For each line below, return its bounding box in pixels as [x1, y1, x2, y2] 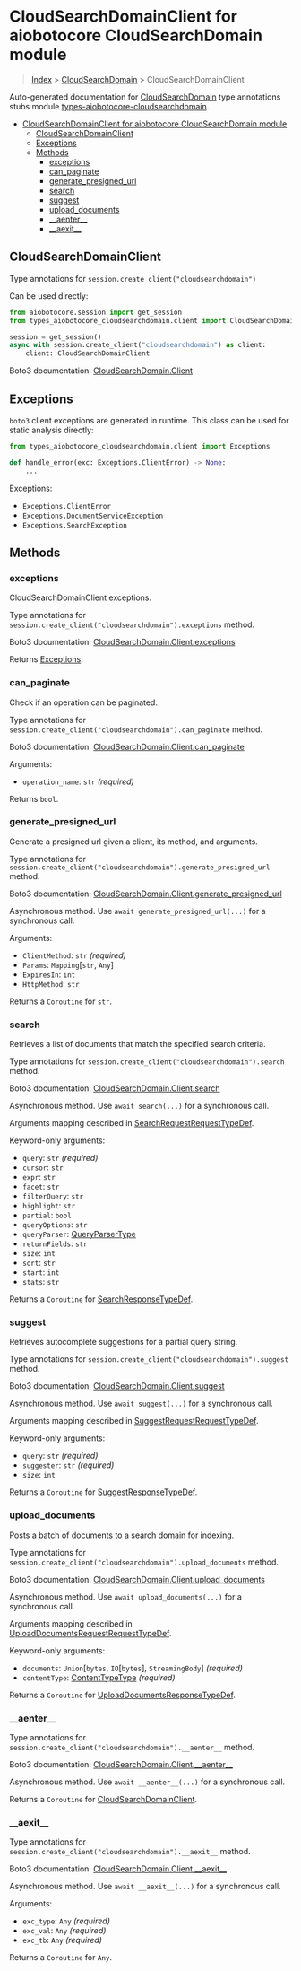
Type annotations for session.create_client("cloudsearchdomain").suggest [9, 1354, 289, 1365]
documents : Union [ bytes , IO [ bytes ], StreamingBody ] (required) [21, 1662, 244, 1673]
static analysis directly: [9, 424, 94, 435]
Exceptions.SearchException [21, 520, 127, 530]
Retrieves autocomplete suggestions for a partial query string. [9, 1337, 238, 1347]
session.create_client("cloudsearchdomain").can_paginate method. [9, 724, 262, 735]
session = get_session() [9, 332, 102, 342]
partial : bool [21, 1209, 72, 1221]
